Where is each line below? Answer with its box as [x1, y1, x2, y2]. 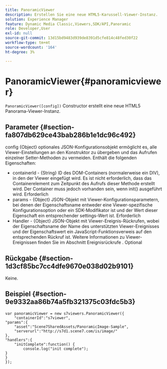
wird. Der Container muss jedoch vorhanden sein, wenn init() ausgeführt [12, 186, 162, 192]
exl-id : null [5, 31, 33, 36]
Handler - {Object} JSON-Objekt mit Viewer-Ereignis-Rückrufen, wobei [12, 218, 159, 224]
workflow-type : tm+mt [5, 40, 51, 45]
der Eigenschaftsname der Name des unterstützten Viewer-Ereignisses [12, 224, 159, 230]
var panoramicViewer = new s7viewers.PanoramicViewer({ [5, 311, 124, 316]
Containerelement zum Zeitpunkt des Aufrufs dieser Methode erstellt [12, 181, 155, 187]
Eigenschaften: [5, 160, 36, 166]
